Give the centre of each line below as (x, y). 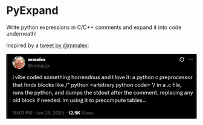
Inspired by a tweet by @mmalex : (48, 45)
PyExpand (32, 11)
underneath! (22, 33)
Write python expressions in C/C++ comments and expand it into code (94, 27)
